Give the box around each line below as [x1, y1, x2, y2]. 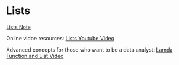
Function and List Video [6, 52, 64, 59]
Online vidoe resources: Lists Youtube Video [6, 35, 114, 42]
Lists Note [6, 23, 31, 30]
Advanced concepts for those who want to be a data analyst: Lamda [6, 46, 173, 53]
